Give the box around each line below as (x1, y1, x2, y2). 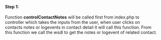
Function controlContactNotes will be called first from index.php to (5, 14, 140, 20)
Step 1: (5, 4, 19, 10)
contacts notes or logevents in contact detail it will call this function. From (5, 24, 152, 30)
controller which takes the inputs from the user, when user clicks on (5, 20, 140, 25)
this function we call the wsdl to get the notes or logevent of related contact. (5, 30, 157, 35)
